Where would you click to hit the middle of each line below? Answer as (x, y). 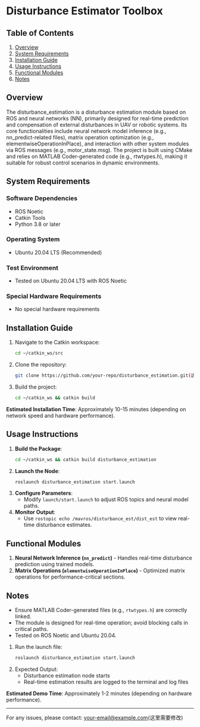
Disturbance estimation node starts (67, 675)
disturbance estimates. (64, 525)
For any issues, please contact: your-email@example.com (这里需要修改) (95, 717)
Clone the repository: (41, 365)
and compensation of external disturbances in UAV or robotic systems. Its (97, 125)
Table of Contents (40, 33)
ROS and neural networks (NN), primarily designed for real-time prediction (97, 118)
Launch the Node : (37, 471)
